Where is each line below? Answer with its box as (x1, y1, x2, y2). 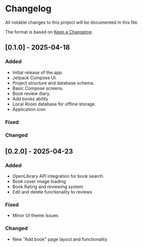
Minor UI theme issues (12, 212, 59, 218)
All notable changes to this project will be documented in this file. (5, 19, 139, 25)
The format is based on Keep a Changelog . (5, 29, 93, 35)
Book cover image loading (12, 179, 66, 185)
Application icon (12, 106, 46, 112)
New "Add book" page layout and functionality (12, 236, 108, 242)
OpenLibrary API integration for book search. (12, 173, 104, 179)
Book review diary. (12, 90, 51, 97)
